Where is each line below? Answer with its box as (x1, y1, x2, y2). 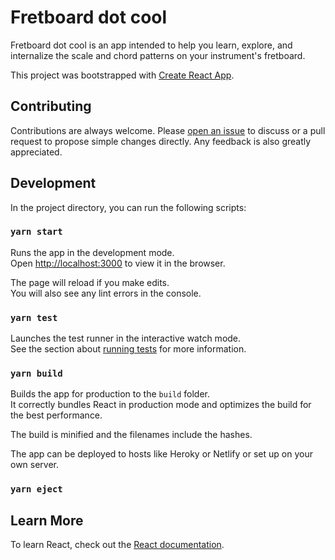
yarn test (10, 312, 58, 323)
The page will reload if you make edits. (10, 276, 170, 288)
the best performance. (10, 409, 103, 421)
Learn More (10, 512, 84, 529)
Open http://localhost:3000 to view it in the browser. (10, 257, 226, 269)
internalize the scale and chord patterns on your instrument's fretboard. (10, 49, 306, 61)
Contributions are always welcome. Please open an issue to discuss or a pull (10, 124, 326, 136)
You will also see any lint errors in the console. (10, 287, 202, 299)
